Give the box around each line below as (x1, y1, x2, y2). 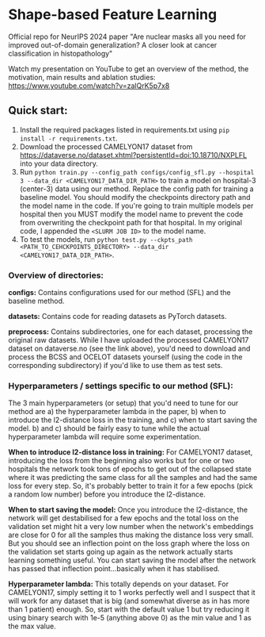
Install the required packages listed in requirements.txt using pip (19, 125, 230, 134)
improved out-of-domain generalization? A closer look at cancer (8, 40, 218, 49)
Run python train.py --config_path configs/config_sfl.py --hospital (19, 167, 255, 176)
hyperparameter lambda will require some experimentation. (8, 432, 202, 442)
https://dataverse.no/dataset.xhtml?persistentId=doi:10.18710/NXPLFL (19, 150, 248, 159)
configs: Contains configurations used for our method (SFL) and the (8, 288, 231, 297)
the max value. (8, 621, 57, 631)
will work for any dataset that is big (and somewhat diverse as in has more (8, 597, 251, 606)
